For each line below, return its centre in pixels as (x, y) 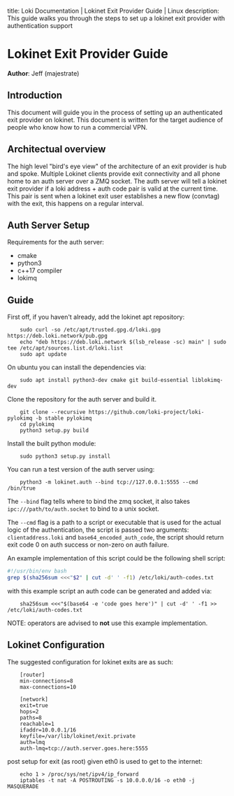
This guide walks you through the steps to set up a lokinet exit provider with (116, 18)
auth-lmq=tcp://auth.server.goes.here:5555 (84, 748)
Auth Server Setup (49, 225)
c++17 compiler (40, 270)
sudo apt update (44, 355)
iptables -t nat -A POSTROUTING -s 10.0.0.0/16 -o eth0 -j (108, 780)
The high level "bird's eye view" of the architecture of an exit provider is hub (117, 166)
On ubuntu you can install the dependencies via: (77, 367)
